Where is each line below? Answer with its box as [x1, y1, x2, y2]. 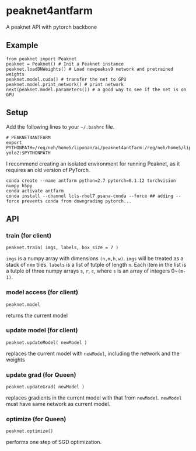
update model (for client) [6, 326, 78, 335]
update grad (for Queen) [6, 370, 76, 378]
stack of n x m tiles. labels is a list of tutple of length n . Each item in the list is [6, 261, 187, 268]
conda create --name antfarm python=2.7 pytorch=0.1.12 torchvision [6, 177, 176, 184]
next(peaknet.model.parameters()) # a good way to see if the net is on [6, 87, 187, 92]
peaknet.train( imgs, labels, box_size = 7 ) [6, 245, 118, 251]
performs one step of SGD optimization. [6, 439, 102, 446]
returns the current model [6, 312, 68, 319]
